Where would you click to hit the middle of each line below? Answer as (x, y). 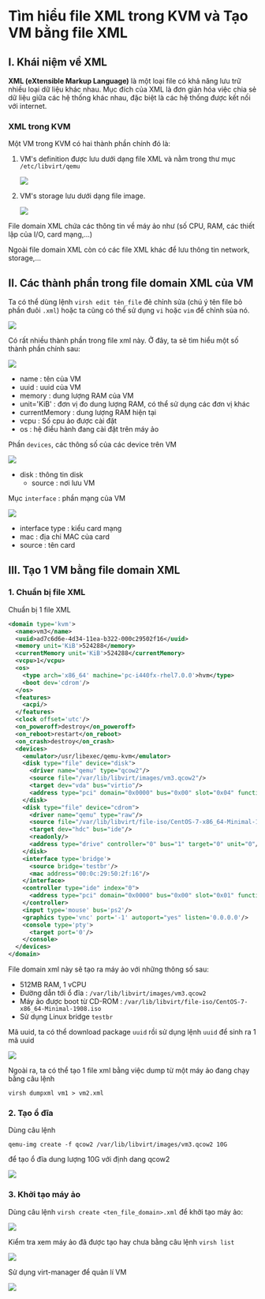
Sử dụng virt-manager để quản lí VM (67, 1272)
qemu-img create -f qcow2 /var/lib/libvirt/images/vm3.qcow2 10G (118, 1145)
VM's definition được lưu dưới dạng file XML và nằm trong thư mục (128, 159)
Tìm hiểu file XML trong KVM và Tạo (128, 16)
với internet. (28, 106)
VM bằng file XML (68, 33)
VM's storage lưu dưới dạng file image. (82, 196)
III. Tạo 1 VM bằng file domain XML (94, 570)
